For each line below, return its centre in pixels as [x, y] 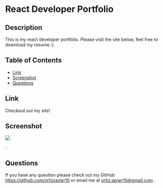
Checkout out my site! [28, 110]
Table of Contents [34, 60]
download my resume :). [30, 45]
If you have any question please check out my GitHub [60, 175]
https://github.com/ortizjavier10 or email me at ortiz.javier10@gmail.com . [80, 181]
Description [24, 28]
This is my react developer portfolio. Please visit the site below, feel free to [82, 39]
